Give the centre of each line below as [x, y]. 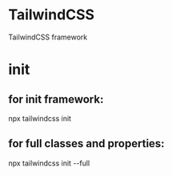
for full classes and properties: [87, 143]
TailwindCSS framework [48, 37]
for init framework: [56, 99]
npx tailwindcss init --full [49, 163]
